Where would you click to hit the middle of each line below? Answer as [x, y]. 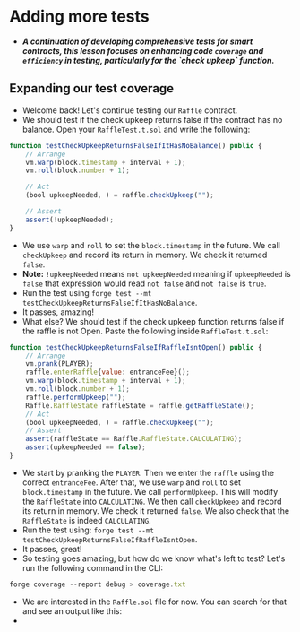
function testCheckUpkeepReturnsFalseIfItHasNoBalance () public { [136, 145]
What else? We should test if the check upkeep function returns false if [153, 321]
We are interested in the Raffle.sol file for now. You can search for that [154, 602]
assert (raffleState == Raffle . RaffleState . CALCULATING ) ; [134, 439]
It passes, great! [52, 549]
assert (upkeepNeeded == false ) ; [86, 447]
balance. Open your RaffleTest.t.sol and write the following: [136, 129]
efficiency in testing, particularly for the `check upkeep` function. [148, 60]
